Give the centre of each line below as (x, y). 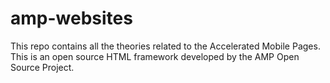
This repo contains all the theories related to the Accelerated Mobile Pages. (165, 46)
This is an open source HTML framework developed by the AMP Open (155, 56)
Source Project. (42, 67)
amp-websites (71, 18)
